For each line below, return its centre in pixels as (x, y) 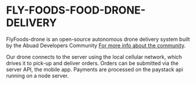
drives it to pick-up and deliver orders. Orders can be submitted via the (92, 63)
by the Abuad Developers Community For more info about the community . (96, 45)
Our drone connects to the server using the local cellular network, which (94, 57)
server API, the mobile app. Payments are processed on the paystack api (95, 69)
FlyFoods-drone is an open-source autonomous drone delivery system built (98, 39)
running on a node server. (37, 76)
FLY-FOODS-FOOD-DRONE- (76, 10)
